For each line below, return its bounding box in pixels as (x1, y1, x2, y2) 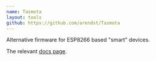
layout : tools (6, 14, 42, 20)
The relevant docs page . (6, 48, 68, 55)
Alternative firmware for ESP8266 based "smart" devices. (6, 36, 150, 44)
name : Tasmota (6, 8, 42, 15)
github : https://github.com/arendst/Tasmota (6, 20, 120, 26)
